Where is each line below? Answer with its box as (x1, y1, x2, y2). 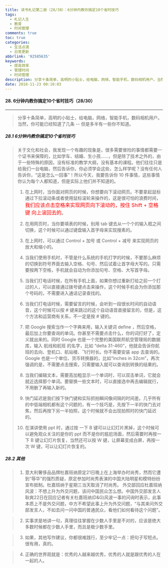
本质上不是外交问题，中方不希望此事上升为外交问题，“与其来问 (24, 500, 154, 506)
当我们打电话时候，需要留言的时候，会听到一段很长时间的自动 (24, 301, 152, 307)
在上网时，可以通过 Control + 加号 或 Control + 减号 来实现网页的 (24, 237, 159, 243)
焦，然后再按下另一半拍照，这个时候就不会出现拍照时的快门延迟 (24, 407, 156, 413)
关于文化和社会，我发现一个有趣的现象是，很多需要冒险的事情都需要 (17, 147, 158, 153)
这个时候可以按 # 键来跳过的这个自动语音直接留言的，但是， (33, 307, 157, 313)
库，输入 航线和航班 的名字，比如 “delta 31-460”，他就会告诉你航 (24, 342, 160, 348)
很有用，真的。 (24, 540, 56, 546)
